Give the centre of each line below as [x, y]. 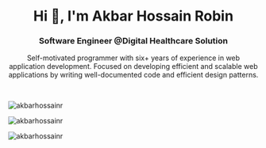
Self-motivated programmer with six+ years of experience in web [133, 58]
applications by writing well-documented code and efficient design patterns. [133, 75]
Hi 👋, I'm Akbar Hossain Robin [133, 16]
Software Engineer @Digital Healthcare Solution [133, 41]
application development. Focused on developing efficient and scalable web [133, 66]
